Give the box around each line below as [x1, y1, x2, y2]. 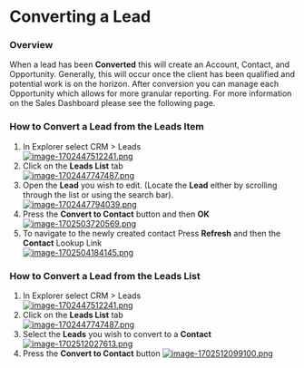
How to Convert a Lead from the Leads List [9, 269, 201, 282]
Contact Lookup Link [22, 237, 103, 248]
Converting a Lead [9, 6, 152, 27]
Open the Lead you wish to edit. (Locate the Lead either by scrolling [22, 179, 278, 190]
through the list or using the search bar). [22, 189, 174, 200]
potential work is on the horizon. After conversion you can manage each [9, 79, 279, 90]
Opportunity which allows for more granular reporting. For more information [9, 88, 292, 99]
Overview [9, 39, 54, 52]
